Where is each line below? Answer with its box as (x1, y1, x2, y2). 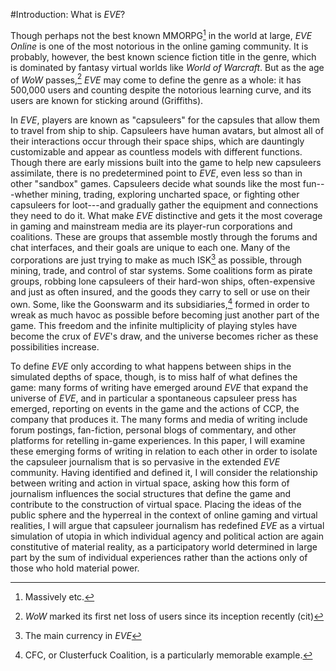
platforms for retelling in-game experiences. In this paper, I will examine (10, 434, 306, 446)
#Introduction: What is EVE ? (10, 9, 126, 20)
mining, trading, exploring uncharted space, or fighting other (50, 189, 300, 201)
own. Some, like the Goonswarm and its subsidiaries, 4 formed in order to (10, 296, 310, 310)
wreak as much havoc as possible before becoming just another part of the (10, 309, 320, 321)
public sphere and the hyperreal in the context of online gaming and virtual (10, 509, 318, 521)
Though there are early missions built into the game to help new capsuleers (10, 157, 322, 169)
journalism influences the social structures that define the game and (10, 487, 292, 499)
